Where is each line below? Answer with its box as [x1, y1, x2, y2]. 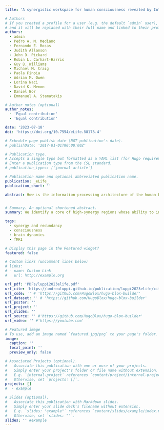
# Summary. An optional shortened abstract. [5, 205, 97, 210]
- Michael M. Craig [9, 66, 49, 71]
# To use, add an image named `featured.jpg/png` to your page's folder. [5, 331, 159, 336]
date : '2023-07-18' [5, 125, 45, 130]
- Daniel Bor [9, 89, 36, 94]
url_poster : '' [5, 300, 36, 305]
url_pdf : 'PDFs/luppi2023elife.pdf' [5, 281, 80, 287]
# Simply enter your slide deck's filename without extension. [5, 404, 141, 409]
